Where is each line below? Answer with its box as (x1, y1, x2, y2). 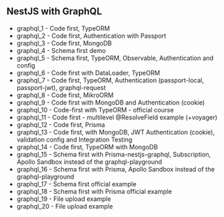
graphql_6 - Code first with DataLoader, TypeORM (16, 68, 161, 77)
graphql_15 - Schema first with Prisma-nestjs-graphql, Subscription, (16, 150, 211, 158)
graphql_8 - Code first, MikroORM (16, 91, 114, 99)
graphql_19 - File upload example (16, 195, 111, 203)
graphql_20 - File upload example (16, 202, 113, 210)
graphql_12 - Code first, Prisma (16, 120, 106, 128)
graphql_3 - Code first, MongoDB (16, 38, 112, 47)
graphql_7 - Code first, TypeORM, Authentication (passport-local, (16, 76, 205, 84)
